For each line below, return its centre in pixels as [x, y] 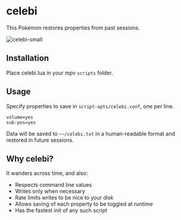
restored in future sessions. [40, 140]
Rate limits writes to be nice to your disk [64, 198]
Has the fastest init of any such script [61, 210]
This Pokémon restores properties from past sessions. [73, 28]
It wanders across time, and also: [47, 173]
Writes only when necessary [50, 191]
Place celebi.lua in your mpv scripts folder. [60, 73]
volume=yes [20, 117]
